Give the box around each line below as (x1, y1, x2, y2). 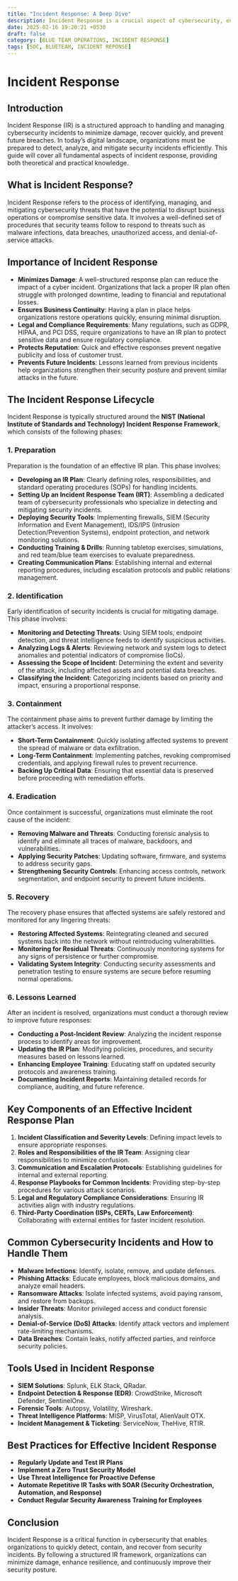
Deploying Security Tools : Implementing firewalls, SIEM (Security (17, 512, 210, 522)
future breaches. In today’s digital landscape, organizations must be (7, 136, 205, 144)
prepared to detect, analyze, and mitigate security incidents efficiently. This (7, 143, 228, 152)
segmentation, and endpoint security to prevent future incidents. (17, 874, 207, 883)
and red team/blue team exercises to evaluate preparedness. (17, 551, 195, 559)
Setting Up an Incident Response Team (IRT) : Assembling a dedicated (17, 490, 225, 499)
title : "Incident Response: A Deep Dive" (7, 10, 132, 18)
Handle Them (7, 1247, 69, 1260)
